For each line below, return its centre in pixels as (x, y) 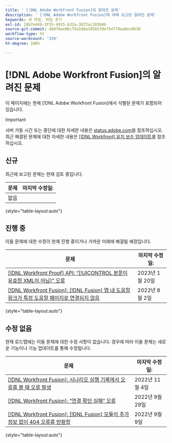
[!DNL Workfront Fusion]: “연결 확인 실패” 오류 (62, 401)
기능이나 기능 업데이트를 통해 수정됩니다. (51, 348)
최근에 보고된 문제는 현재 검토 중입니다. (44, 174)
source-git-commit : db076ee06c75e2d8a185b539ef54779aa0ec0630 (73, 29)
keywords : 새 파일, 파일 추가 (34, 19)
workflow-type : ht (25, 34)
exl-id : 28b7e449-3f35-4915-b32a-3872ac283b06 (56, 24)
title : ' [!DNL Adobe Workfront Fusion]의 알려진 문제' (63, 10)
